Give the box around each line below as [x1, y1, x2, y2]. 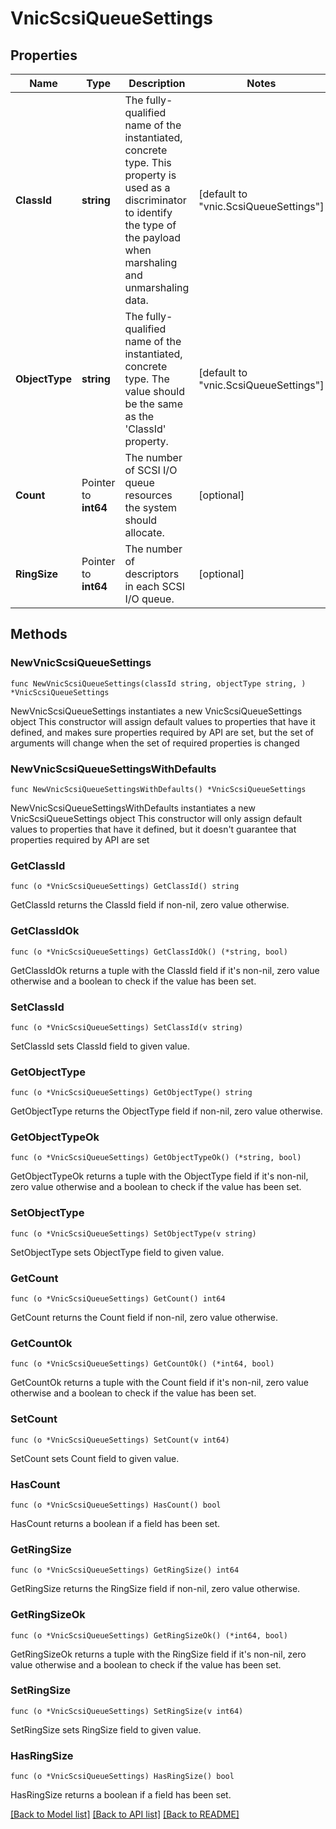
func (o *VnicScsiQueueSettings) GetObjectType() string [10, 1088, 253, 1098]
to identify [124, 206, 173, 219]
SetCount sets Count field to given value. [10, 1452, 180, 1464]
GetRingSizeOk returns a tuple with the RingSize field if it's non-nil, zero [10, 1648, 307, 1660]
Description [128, 77, 186, 90]
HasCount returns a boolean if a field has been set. [10, 1517, 221, 1529]
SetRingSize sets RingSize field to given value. [10, 1723, 202, 1736]
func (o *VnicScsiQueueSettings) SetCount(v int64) [10, 1435, 230, 1445]
